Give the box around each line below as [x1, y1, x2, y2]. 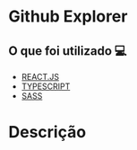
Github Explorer [8, 6, 128, 27]
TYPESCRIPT [21, 81, 71, 92]
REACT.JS [21, 72, 60, 82]
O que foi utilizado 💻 [8, 43, 127, 58]
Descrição [8, 122, 87, 143]
